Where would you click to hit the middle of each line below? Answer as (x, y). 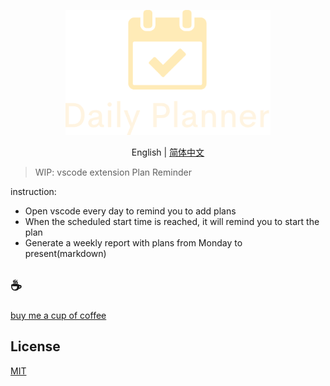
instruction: (33, 191)
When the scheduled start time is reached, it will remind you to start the (172, 221)
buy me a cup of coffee (58, 315)
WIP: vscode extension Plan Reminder (113, 172)
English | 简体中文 (168, 152)
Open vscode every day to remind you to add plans (130, 211)
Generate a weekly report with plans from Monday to (133, 243)
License (35, 346)
